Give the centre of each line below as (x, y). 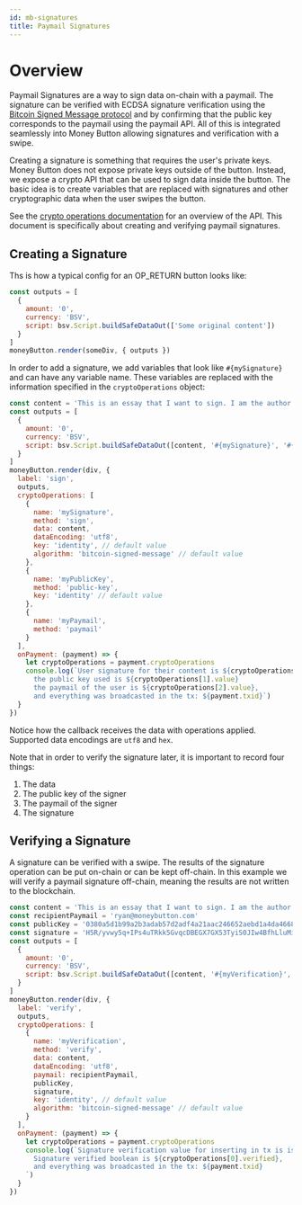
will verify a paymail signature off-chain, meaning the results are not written (149, 881)
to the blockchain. (43, 891)
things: (22, 766)
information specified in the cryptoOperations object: (107, 387)
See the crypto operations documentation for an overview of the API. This (146, 216)
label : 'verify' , (50, 1008)
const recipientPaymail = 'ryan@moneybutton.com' (104, 916)
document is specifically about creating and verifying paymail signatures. (145, 226)
